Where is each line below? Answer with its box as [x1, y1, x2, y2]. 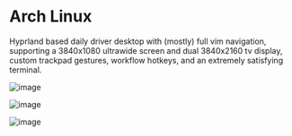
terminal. [9, 64, 42, 75]
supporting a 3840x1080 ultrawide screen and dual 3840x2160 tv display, [9, 45, 283, 55]
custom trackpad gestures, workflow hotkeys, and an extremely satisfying [9, 55, 284, 65]
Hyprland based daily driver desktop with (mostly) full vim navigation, [9, 36, 267, 47]
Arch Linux [9, 6, 93, 27]
